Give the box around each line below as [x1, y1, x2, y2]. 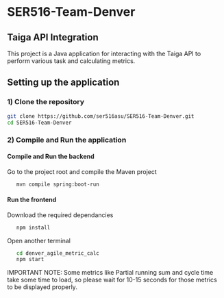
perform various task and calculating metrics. [7, 57, 136, 65]
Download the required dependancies [7, 210, 114, 219]
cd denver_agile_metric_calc [16, 249, 99, 257]
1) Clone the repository [7, 97, 84, 107]
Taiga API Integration [7, 32, 99, 43]
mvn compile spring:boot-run [16, 181, 99, 188]
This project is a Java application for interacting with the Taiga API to [7, 49, 201, 58]
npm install [16, 224, 51, 231]
